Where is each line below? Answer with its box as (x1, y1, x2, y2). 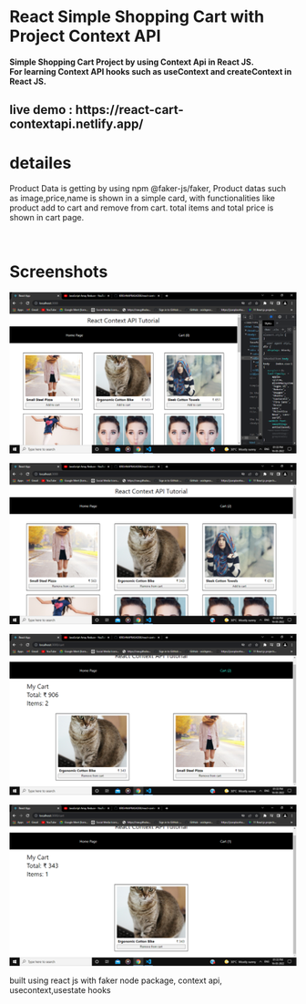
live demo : (9, 102, 73, 118)
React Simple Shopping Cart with (9, 6, 265, 27)
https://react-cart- (75, 102, 184, 118)
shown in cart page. (9, 212, 85, 223)
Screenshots (9, 261, 108, 282)
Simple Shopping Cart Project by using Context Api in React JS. (9, 56, 255, 67)
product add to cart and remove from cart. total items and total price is (9, 202, 274, 213)
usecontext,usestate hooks (9, 985, 111, 996)
